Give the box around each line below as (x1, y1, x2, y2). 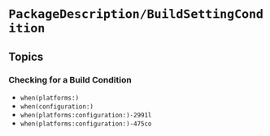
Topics (8, 49, 44, 63)
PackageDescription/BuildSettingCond (8, 6, 264, 22)
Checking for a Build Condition (8, 74, 132, 85)
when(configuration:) (20, 102, 94, 111)
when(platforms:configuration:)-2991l (20, 111, 152, 119)
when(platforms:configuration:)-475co (20, 120, 152, 128)
